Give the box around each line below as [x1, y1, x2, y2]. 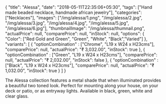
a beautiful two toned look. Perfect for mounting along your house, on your [5, 83, 159, 89]
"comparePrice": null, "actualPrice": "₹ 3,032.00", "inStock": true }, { [5, 47, 145, 52]
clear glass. [5, 93, 29, 99]
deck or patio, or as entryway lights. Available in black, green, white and [5, 88, 153, 94]
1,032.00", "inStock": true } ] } [5, 68, 66, 74]
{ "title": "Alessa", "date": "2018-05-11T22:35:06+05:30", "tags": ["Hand [5, 4, 153, 10]
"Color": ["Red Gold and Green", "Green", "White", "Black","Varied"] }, [5, 36, 148, 42]
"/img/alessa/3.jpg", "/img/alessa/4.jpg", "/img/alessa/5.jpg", [5, 20, 129, 26]
